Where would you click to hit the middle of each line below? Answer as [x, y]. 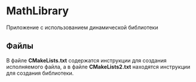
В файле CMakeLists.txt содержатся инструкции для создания [87, 60]
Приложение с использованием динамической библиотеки [82, 27]
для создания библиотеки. [40, 73]
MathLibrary [38, 11]
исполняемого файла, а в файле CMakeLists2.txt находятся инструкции [98, 67]
